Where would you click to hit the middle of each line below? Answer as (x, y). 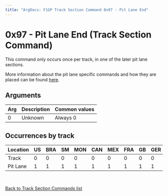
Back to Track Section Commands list (44, 188)
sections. (14, 64)
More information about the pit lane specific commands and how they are (81, 74)
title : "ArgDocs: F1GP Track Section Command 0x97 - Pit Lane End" (77, 10)
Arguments (23, 95)
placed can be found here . (32, 79)
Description (36, 109)
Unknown (33, 118)
